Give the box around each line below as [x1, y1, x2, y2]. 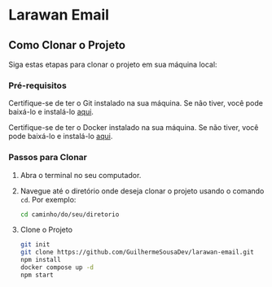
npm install [20, 256, 61, 264]
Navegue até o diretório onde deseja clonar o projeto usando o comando [20, 185, 265, 196]
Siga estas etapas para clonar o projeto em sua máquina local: [8, 59, 217, 69]
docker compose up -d [20, 263, 94, 272]
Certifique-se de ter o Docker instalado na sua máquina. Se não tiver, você [8, 123, 259, 133]
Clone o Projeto [20, 225, 73, 235]
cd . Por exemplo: [20, 194, 77, 204]
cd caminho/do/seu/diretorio [20, 210, 120, 219]
